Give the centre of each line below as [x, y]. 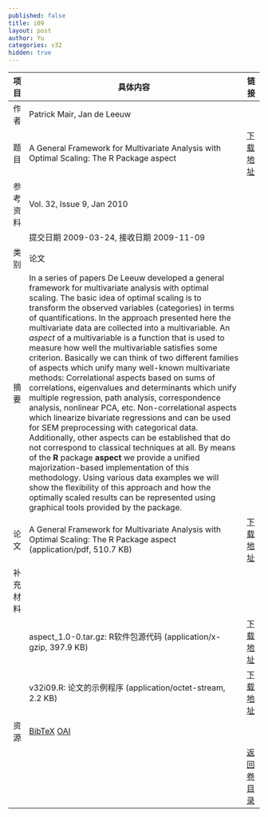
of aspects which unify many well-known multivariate [130, 368]
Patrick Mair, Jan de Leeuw [80, 114]
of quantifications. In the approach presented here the [130, 318]
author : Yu [26, 38]
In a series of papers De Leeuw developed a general [127, 278]
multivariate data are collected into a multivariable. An [130, 328]
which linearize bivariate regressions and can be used [130, 418]
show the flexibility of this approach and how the [120, 488]
